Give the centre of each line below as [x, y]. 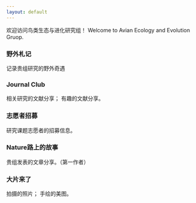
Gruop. [15, 37]
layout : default [27, 12]
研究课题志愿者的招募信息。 [41, 130]
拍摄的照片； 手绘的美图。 [39, 194]
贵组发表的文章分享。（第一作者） [48, 162]
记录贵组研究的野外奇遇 [36, 68]
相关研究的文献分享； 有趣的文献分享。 [55, 99]
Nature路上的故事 [32, 148]
